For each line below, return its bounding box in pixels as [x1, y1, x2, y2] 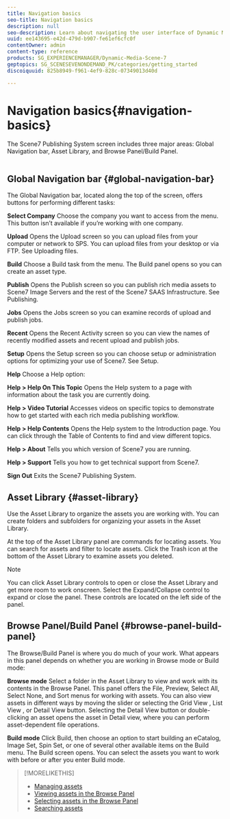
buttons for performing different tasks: [7, 199, 116, 207]
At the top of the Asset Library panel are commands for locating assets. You [7, 538, 221, 546]
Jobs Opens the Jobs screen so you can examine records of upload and [7, 309, 212, 317]
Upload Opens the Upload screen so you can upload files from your [7, 232, 199, 240]
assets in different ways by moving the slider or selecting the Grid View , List [7, 698, 223, 707]
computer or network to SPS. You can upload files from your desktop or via [7, 240, 219, 248]
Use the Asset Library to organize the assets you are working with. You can [7, 509, 219, 518]
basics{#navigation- [73, 103, 193, 118]
